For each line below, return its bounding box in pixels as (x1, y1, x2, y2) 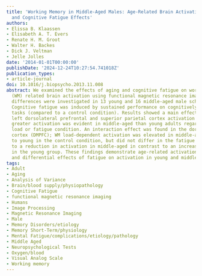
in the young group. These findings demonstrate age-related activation (11, 149, 198, 155)
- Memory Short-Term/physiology (6, 227, 87, 233)
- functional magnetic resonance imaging (6, 193, 112, 199)
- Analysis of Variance (6, 177, 66, 183)
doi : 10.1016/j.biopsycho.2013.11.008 (6, 82, 103, 88)
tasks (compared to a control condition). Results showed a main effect (11, 110, 198, 116)
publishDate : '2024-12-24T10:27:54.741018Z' (6, 64, 120, 71)
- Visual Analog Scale (6, 256, 63, 262)
